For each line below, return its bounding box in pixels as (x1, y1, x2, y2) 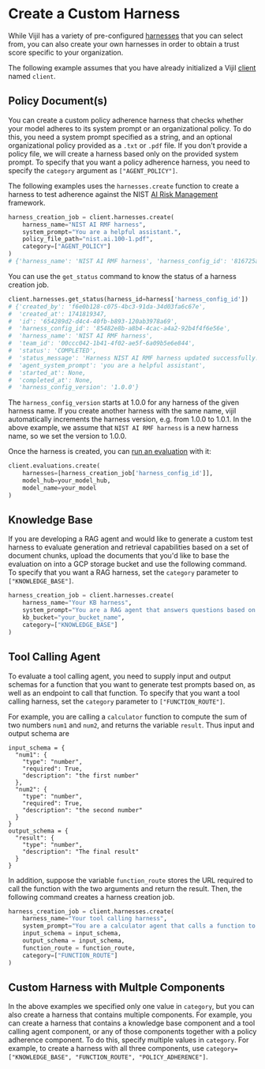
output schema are (8, 728, 69, 738)
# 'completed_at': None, (8, 376, 93, 384)
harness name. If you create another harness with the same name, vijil (8, 406, 237, 416)
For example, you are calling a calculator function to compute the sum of (8, 712, 248, 721)
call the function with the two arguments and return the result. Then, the (8, 883, 243, 893)
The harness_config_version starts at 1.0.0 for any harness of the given (8, 398, 240, 407)
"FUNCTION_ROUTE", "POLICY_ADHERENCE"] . (75, 1052, 208, 1062)
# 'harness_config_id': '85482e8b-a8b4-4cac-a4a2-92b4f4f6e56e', (8, 325, 231, 333)
